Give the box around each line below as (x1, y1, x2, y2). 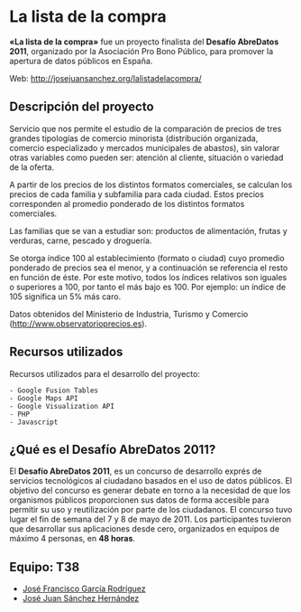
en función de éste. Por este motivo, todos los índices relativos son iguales (9, 271, 287, 282)
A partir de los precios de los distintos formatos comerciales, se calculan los (9, 179, 293, 190)
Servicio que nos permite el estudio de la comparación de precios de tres (9, 123, 282, 134)
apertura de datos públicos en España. (9, 55, 153, 66)
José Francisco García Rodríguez (22, 583, 146, 594)
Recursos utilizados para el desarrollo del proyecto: (9, 368, 201, 379)
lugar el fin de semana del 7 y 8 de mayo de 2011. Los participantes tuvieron (9, 513, 292, 525)
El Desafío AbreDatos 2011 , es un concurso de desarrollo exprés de (9, 466, 262, 476)
